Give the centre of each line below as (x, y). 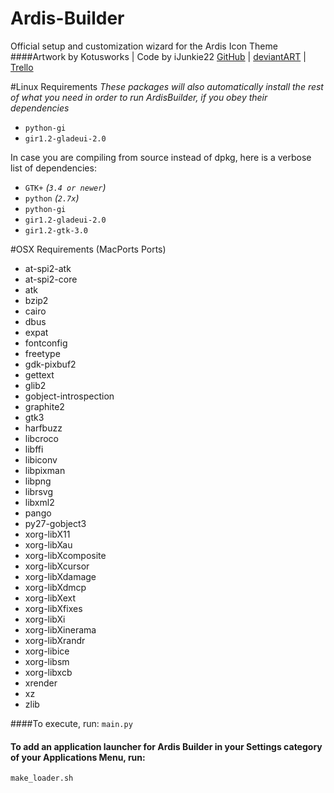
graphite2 (44, 406)
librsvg (38, 491)
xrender (41, 683)
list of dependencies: (53, 168)
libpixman (45, 470)
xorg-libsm (47, 661)
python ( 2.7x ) (52, 198)
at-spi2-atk (48, 268)
